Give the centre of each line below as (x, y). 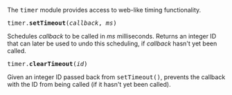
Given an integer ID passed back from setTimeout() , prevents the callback (116, 77)
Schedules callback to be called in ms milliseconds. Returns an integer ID (112, 36)
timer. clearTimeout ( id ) (47, 64)
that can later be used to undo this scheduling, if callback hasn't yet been (112, 43)
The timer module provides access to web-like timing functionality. (104, 10)
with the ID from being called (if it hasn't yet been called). (89, 84)
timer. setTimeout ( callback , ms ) (62, 23)
